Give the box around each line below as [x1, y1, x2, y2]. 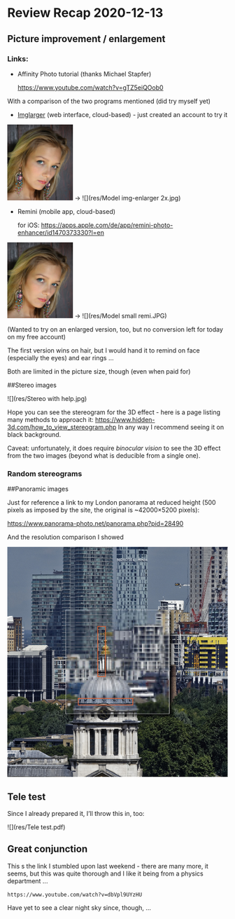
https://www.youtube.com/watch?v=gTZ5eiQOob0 [17, 83, 164, 92]
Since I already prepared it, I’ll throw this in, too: [7, 810, 145, 817]
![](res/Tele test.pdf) [7, 823, 66, 831]
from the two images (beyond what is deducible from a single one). [7, 451, 201, 460]
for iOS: [17, 221, 40, 229]
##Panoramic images [7, 485, 69, 493]
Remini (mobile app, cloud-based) [17, 207, 116, 215]
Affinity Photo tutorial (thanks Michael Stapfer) [17, 69, 152, 78]
